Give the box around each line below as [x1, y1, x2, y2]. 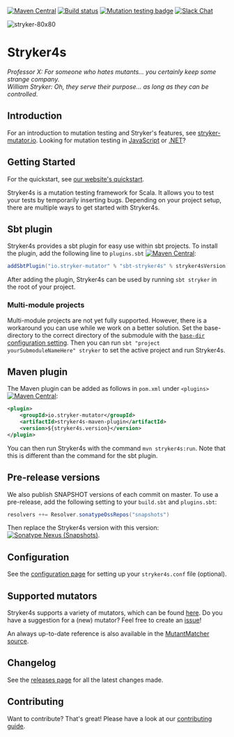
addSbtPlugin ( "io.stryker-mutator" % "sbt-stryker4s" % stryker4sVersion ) [7, 262, 229, 270]
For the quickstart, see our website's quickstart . [7, 174, 145, 183]
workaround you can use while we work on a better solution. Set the [7, 323, 203, 332]
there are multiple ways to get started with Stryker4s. [7, 203, 160, 211]
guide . [7, 722, 26, 730]
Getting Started [7, 156, 76, 168]
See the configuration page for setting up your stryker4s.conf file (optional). [7, 569, 227, 579]
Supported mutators [7, 590, 97, 602]
